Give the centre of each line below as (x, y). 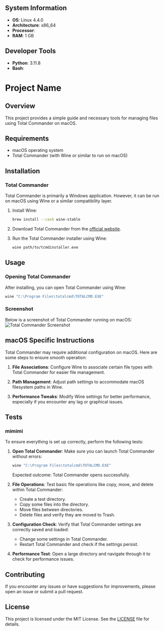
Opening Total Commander (38, 277)
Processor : (23, 30)
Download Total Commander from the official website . (67, 229)
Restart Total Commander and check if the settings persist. (79, 545)
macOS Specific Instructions (50, 340)
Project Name (33, 88)
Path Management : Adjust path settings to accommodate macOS (78, 382)
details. (12, 624)
